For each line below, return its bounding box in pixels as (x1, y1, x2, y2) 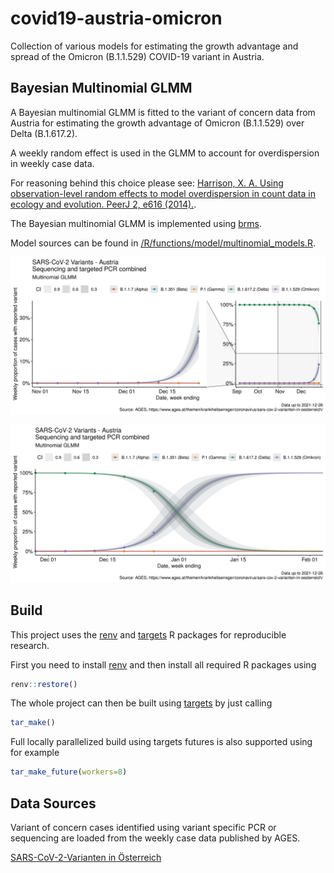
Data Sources (10, 795, 97, 812)
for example (10, 747, 60, 759)
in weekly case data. (10, 157, 95, 169)
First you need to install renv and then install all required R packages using (10, 658, 317, 671)
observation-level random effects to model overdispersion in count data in (10, 187, 316, 199)
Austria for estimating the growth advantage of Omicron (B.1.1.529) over (10, 117, 305, 129)
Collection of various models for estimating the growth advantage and (10, 40, 299, 52)
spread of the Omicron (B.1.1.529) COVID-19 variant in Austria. (10, 50, 265, 62)
